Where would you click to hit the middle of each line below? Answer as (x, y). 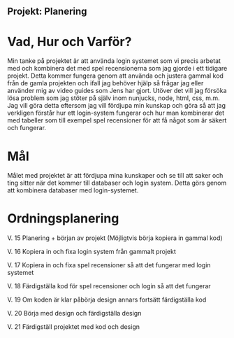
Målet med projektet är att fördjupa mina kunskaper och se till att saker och (115, 176)
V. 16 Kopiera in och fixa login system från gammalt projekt (92, 252)
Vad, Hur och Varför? (70, 42)
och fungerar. (27, 128)
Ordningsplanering (63, 219)
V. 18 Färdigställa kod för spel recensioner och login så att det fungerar (109, 286)
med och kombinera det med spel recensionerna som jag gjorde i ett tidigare (117, 69)
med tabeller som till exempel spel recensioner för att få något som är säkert (117, 120)
